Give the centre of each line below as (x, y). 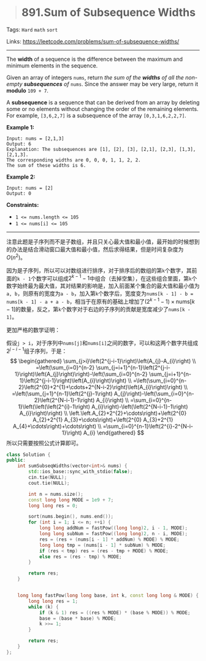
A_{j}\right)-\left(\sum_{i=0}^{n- (154, 393)
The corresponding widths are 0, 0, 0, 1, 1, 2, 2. (74, 160)
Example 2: (21, 177)
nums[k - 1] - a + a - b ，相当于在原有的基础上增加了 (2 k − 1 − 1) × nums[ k (101, 301)
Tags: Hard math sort (32, 29)
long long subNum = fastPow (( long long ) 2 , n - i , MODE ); (113, 534)
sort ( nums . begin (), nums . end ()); (71, 517)
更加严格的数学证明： (33, 330)
